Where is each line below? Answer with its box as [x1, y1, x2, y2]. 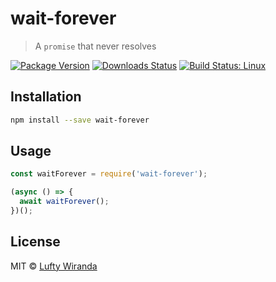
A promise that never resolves [34, 40, 157, 52]
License [10, 233, 61, 251]
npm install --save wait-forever [10, 115, 150, 125]
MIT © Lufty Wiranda [10, 260, 98, 272]
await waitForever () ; [19, 197, 110, 207]
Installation [10, 88, 82, 106]
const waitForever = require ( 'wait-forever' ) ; [10, 169, 208, 179]
